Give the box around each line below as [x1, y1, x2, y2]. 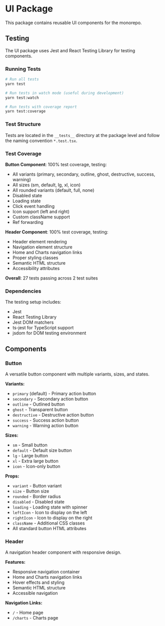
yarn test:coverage [5, 109, 46, 114]
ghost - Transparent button [12, 406, 68, 412]
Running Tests [5, 65, 41, 72]
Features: [5, 559, 26, 565]
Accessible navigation [12, 590, 58, 596]
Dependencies [5, 287, 41, 294]
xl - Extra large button [12, 458, 58, 464]
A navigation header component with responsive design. [5, 549, 121, 555]
